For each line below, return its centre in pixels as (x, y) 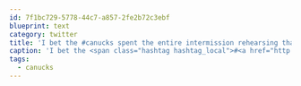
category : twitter (43, 34)
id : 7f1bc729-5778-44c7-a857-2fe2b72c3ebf (90, 17)
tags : (19, 59)
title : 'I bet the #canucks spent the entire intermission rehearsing (144, 43)
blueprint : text (39, 26)
